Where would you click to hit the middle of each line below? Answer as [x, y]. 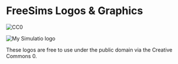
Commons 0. [21, 56]
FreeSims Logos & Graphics [75, 11]
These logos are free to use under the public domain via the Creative [89, 50]
